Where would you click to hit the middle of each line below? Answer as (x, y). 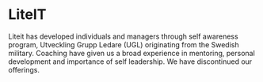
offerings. (24, 69)
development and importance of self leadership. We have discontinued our (130, 61)
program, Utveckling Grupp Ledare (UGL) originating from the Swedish (124, 44)
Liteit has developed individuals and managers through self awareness (124, 36)
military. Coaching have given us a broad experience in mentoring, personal (131, 53)
